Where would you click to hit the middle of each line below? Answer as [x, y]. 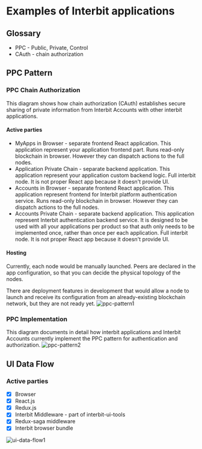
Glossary [23, 33]
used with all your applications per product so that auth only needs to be [105, 226]
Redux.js [26, 408]
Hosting [17, 253]
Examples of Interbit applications [90, 11]
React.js [25, 401]
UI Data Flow [30, 364]
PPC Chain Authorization [43, 90]
